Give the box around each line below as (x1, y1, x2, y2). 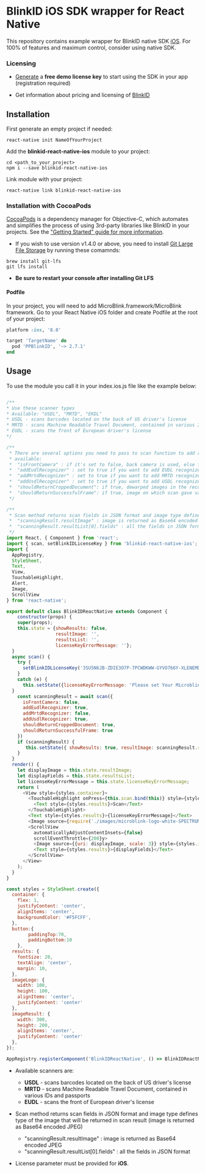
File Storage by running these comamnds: (15, 247, 121, 254)
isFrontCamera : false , (22, 699, 81, 706)
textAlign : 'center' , (17, 959, 72, 965)
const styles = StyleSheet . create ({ (6, 886, 99, 892)
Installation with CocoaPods (6, 201, 92, 210)
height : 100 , (17, 988, 51, 994)
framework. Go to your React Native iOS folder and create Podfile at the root (6, 308, 198, 316)
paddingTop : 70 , (28, 931, 67, 937)
